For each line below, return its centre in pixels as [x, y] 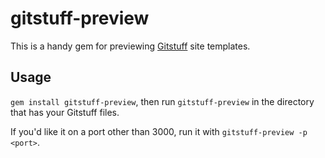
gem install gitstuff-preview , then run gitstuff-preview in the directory [162, 101]
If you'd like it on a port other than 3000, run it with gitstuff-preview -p [159, 131]
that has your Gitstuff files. [65, 112]
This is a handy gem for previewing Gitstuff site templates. [130, 46]
